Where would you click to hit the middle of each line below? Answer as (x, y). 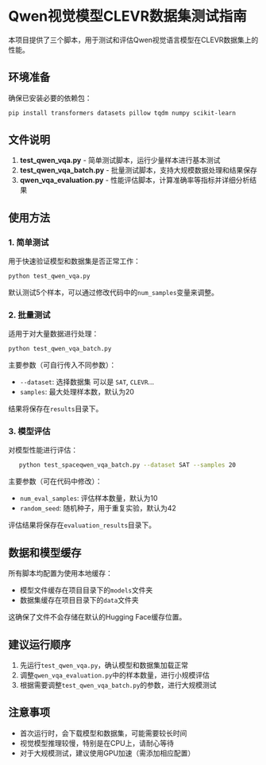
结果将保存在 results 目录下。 (56, 409)
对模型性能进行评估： (43, 450)
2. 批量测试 (29, 315)
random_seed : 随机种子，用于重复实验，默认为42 (98, 508)
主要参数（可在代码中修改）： (55, 481)
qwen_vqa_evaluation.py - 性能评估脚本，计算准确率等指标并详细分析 (135, 181)
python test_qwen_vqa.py (49, 276)
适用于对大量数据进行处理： (54, 334)
